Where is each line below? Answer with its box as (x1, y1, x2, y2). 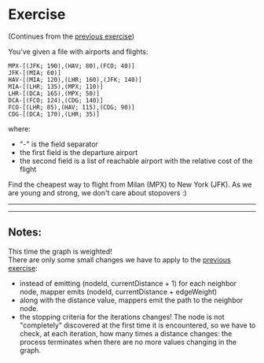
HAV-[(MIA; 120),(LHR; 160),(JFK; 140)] (8, 76, 143, 83)
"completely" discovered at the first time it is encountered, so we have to (19, 320, 256, 330)
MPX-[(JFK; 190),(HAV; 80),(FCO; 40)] (8, 61, 135, 70)
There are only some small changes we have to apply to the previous (8, 254, 231, 265)
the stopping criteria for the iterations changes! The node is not (19, 312, 225, 321)
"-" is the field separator (19, 139, 98, 149)
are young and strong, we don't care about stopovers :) (8, 187, 187, 198)
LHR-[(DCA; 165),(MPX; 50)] (8, 89, 101, 98)
